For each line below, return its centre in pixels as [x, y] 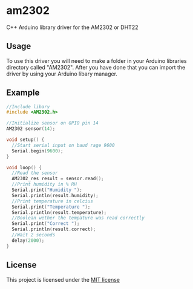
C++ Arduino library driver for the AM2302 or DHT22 [72, 27]
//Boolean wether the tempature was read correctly [78, 218]
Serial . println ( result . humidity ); [55, 195]
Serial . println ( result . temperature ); [59, 212]
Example [23, 93]
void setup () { [25, 140]
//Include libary [28, 106]
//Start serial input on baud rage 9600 [63, 145]
